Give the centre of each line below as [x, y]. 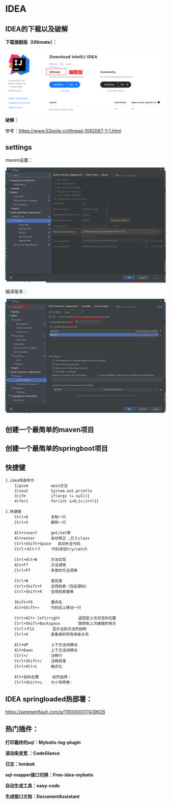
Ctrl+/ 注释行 [38, 655]
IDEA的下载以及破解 [37, 29]
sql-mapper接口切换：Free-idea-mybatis [49, 774]
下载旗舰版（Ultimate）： [31, 42]
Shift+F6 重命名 [38, 602]
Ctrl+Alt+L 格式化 [38, 666]
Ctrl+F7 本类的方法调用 [46, 570]
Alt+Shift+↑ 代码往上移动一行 [48, 608]
